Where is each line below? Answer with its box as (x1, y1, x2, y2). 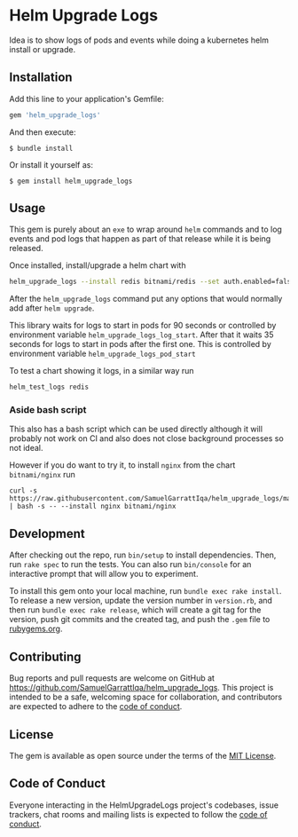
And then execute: (9, 126, 76, 138)
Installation (9, 70, 73, 85)
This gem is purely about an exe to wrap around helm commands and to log (9, 224, 282, 235)
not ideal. (9, 443, 43, 454)
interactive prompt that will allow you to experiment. (9, 569, 199, 580)
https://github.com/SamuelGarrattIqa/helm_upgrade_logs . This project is (9, 683, 274, 693)
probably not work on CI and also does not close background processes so (9, 433, 284, 444)
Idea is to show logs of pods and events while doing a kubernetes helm (9, 35, 269, 45)
